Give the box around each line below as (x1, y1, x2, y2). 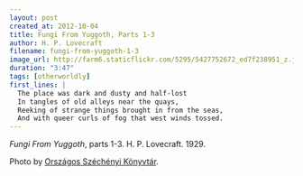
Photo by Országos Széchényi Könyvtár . (9, 156, 160, 167)
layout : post (9, 13, 59, 23)
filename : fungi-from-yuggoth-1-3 (9, 47, 140, 56)
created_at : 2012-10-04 (9, 22, 99, 31)
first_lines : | (9, 80, 67, 89)
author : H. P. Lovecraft (9, 38, 103, 48)
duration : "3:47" (9, 64, 75, 73)
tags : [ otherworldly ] (9, 72, 91, 81)
